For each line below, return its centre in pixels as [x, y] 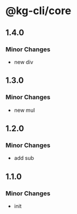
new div [24, 62]
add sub [24, 158]
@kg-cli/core [38, 11]
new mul [24, 110]
